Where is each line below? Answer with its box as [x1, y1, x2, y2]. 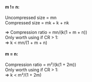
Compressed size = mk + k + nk [5, 20, 69, 26]
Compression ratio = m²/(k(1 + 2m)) [5, 61, 76, 68]
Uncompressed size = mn [5, 15, 57, 20]
